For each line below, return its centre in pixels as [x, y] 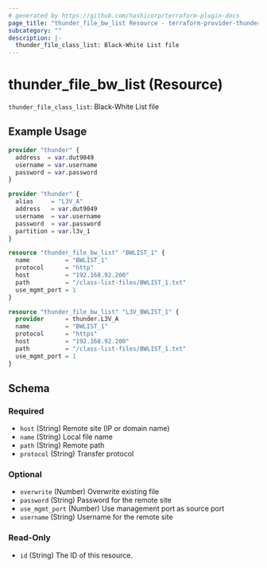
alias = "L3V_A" [49, 202]
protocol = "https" [56, 334]
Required [26, 411]
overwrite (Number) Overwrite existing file [89, 492]
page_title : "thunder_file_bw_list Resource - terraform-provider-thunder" [136, 23]
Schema [29, 388]
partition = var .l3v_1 [53, 231]
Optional [25, 475]
